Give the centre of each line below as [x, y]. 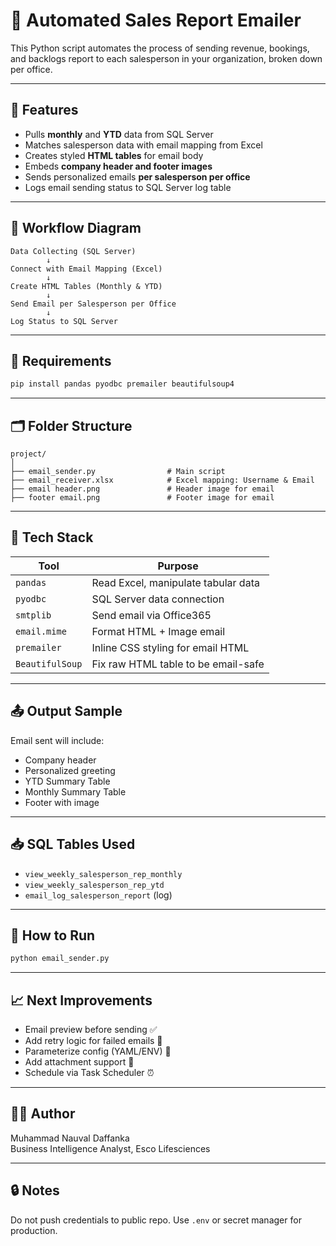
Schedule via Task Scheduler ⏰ [89, 1072]
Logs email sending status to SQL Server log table [128, 187]
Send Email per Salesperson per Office [93, 304]
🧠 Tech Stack [52, 537]
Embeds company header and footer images [118, 166]
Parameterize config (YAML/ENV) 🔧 [98, 1051]
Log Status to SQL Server [64, 321]
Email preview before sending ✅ [91, 1029]
